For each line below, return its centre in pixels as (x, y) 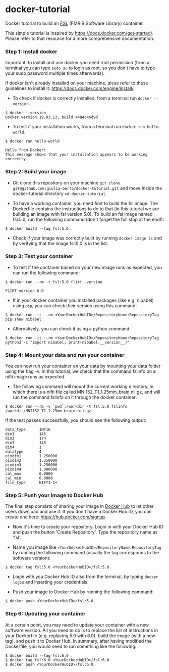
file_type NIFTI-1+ (31, 483)
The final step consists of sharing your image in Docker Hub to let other (79, 506)
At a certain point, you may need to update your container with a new (77, 625)
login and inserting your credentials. (50, 582)
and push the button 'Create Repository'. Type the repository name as (85, 532)
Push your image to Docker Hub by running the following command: (83, 592)
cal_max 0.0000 (29, 474)
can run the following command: (46, 273)
